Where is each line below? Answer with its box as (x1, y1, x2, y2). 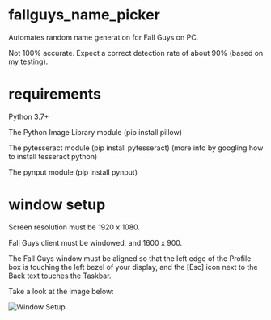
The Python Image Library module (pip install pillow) (8, 127, 183, 137)
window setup (8, 196, 106, 214)
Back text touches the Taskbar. (8, 271, 112, 280)
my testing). (8, 57, 49, 66)
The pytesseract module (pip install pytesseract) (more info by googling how (8, 143, 264, 153)
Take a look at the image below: (8, 286, 115, 296)
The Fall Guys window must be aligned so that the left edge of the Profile (8, 253, 252, 263)
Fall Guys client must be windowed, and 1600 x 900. (8, 238, 183, 247)
